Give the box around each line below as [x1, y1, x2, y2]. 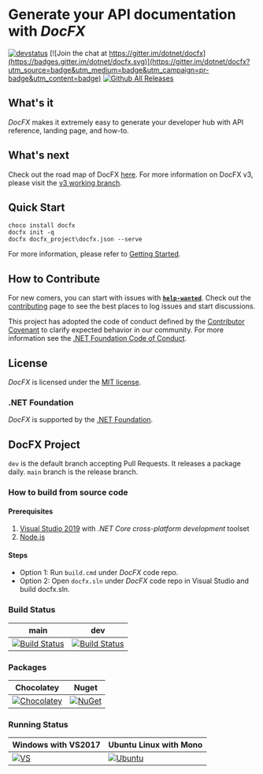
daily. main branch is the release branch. [8, 467, 139, 477]
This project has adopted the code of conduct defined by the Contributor [8, 317, 246, 327]
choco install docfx [8, 222, 76, 230]
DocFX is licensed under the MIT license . [8, 377, 142, 387]
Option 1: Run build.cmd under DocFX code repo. [19, 568, 179, 578]
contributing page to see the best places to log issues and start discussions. [8, 301, 256, 311]
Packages [8, 661, 47, 672]
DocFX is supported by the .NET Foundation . [8, 415, 154, 424]
